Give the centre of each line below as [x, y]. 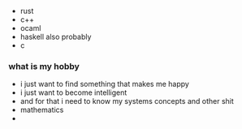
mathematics [42, 110]
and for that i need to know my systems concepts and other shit [127, 101]
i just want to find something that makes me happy [104, 84]
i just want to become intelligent [73, 92]
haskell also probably [56, 37]
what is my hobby [44, 66]
